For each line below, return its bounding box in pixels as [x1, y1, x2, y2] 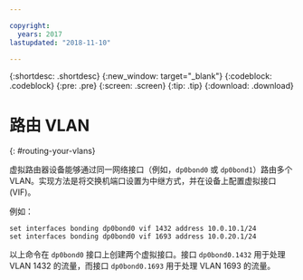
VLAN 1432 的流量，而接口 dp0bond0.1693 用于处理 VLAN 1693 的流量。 [9, 260, 276, 272]
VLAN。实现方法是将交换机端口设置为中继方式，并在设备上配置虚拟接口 [9, 176, 277, 187]
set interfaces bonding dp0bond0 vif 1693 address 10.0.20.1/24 [9, 232, 257, 241]
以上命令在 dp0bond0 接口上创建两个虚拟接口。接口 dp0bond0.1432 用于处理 [9, 249, 287, 260]
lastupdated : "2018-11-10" [9, 38, 111, 47]
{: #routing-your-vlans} [9, 146, 97, 157]
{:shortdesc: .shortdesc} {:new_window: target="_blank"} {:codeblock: [9, 71, 273, 82]
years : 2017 [17, 29, 63, 39]
